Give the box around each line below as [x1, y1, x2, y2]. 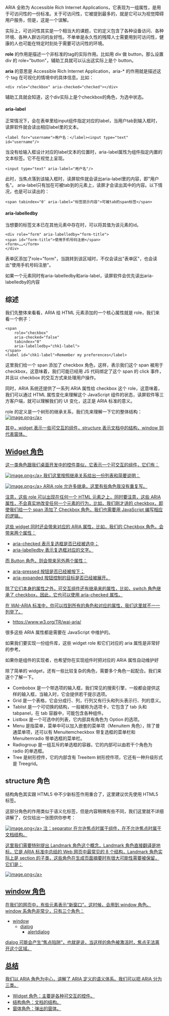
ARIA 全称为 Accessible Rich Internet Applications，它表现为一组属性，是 [5, 5, 157, 10]
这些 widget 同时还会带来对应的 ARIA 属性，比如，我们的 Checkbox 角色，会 [5, 524, 164, 530]
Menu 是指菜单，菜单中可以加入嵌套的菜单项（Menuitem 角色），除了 [12, 723, 156, 729]
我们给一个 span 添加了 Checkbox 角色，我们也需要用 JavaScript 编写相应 [9, 506, 163, 513]
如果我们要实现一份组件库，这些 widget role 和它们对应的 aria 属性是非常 [5, 640, 156, 646]
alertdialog [27, 929, 50, 935]
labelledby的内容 [5, 279, 40, 285]
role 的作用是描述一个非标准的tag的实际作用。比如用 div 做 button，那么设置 [5, 51, 164, 57]
